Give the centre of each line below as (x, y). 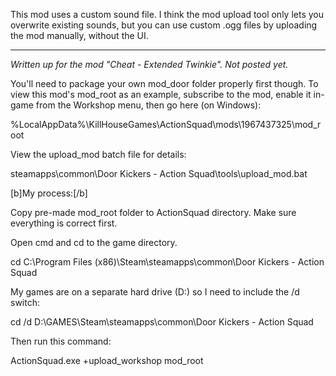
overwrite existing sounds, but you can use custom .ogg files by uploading (164, 25)
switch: (25, 302)
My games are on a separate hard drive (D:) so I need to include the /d (155, 292)
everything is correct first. (64, 223)
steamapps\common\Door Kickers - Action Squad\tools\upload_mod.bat (159, 173)
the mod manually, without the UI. (79, 35)
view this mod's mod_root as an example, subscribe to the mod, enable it (161, 94)
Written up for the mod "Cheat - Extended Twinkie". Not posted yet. (149, 64)
